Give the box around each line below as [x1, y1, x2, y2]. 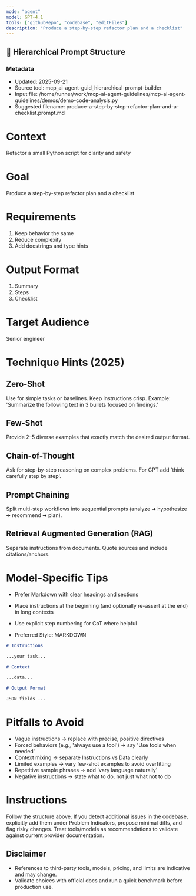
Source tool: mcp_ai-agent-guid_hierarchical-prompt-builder [14, 84, 162, 91]
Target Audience [6, 315, 89, 329]
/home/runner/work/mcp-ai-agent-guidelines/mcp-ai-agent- [39, 90, 187, 97]
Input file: [14, 90, 38, 97]
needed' [14, 748, 35, 755]
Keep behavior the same [14, 229, 74, 236]
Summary [14, 282, 38, 289]
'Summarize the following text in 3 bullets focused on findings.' [6, 401, 159, 408]
